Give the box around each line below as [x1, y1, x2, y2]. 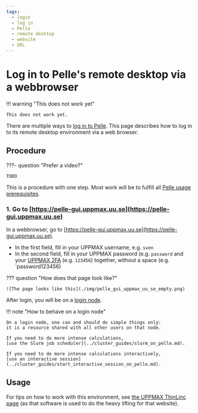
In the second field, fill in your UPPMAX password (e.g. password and [14, 250, 184, 257]
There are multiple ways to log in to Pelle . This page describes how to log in [6, 122, 193, 129]
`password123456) [14, 263, 61, 270]
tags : [6, 8, 20, 15]
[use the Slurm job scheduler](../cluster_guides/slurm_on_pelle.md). [6, 340, 185, 346]
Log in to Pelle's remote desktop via [6, 68, 186, 81]
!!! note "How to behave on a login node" [6, 308, 106, 315]
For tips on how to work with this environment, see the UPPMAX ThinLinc [6, 393, 187, 400]
